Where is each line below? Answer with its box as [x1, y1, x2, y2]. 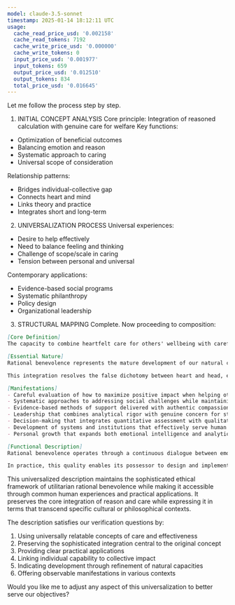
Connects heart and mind [17, 193, 91, 201]
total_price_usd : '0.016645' [13, 82, 99, 89]
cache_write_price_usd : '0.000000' [13, 43, 117, 50]
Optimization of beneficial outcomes [17, 136, 122, 144]
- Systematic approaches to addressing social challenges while [7, 397, 199, 405]
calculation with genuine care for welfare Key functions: [17, 122, 178, 130]
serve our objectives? [7, 590, 70, 599]
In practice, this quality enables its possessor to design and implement [7, 462, 230, 470]
